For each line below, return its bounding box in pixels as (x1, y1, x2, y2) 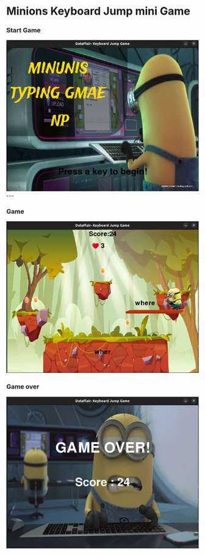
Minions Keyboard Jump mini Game (6, 4, 191, 18)
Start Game (6, 26, 41, 35)
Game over (6, 383, 40, 391)
